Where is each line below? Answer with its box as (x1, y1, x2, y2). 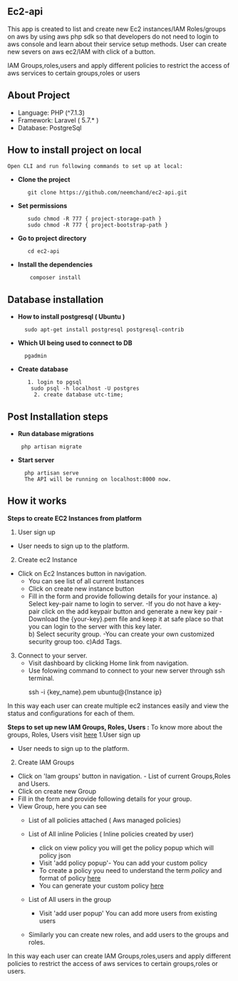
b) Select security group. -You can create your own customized (28, 630, 215, 638)
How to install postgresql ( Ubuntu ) (17, 313, 125, 321)
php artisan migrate (21, 443, 82, 451)
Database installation (7, 294, 104, 306)
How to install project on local (7, 144, 142, 156)
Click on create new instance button (28, 584, 135, 593)
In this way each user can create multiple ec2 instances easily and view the (7, 701, 229, 710)
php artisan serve (24, 469, 79, 477)
